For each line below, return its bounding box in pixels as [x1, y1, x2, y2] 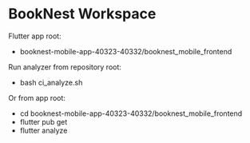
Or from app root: [8, 93, 66, 102]
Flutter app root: [8, 31, 62, 41]
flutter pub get [19, 117, 68, 126]
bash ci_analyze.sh [19, 77, 83, 87]
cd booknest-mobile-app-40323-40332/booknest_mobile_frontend [19, 109, 243, 118]
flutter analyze [19, 125, 68, 135]
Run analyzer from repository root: [8, 62, 122, 72]
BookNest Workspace [8, 5, 157, 23]
